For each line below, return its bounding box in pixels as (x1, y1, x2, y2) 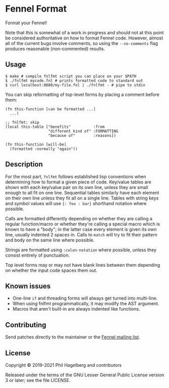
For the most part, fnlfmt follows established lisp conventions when (5, 173, 146, 179)
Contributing (5, 320, 46, 329)
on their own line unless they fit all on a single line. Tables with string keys (5, 195, 159, 201)
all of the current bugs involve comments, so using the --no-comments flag (5, 40, 158, 46)
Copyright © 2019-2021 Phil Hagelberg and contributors (5, 362, 122, 368)
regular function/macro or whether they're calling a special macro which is (5, 221, 160, 227)
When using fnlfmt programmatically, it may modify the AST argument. (12, 301, 159, 307)
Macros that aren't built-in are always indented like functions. (12, 306, 140, 312)
